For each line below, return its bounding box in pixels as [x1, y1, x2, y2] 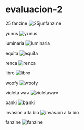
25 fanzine [5, 20, 28, 27]
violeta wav [5, 89, 30, 95]
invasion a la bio [5, 109, 39, 115]
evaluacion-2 [5, 4, 63, 15]
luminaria [5, 40, 25, 46]
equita [5, 50, 19, 56]
